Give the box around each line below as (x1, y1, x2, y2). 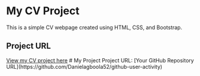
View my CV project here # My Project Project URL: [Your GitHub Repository (6, 56, 195, 64)
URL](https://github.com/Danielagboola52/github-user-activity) (6, 63, 163, 70)
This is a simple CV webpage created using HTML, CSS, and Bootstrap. (6, 24, 183, 31)
